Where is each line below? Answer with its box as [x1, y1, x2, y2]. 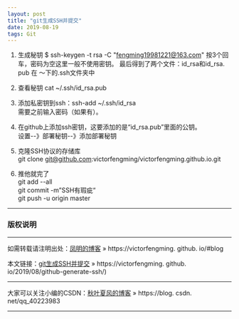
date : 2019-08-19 [7, 23, 59, 31]
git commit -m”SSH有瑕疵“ [17, 186, 96, 194]
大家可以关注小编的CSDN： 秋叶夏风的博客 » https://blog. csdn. [7, 288, 192, 297]
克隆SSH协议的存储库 [17, 147, 81, 155]
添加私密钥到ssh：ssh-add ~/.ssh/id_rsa [17, 99, 137, 108]
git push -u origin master [17, 194, 91, 203]
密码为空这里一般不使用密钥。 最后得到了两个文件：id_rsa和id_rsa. [30, 60, 225, 68]
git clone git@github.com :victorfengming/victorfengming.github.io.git [17, 155, 221, 164]
